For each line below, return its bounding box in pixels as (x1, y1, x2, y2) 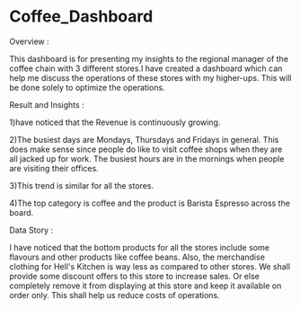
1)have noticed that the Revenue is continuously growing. (9, 117, 221, 128)
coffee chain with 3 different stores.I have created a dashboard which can (9, 63, 283, 74)
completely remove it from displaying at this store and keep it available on (9, 280, 282, 291)
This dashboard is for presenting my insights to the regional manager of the (9, 53, 289, 64)
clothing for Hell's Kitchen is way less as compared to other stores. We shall (9, 260, 290, 271)
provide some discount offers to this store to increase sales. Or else (9, 270, 260, 281)
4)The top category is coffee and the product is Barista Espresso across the (9, 198, 290, 208)
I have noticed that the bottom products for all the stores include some (9, 242, 269, 252)
